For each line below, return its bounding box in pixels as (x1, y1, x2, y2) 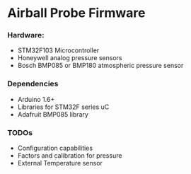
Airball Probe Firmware (7, 5, 146, 21)
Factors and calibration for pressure (17, 151, 122, 160)
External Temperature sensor (17, 159, 103, 168)
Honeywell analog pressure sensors (17, 54, 122, 62)
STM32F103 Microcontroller (17, 46, 100, 54)
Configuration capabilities (17, 144, 93, 153)
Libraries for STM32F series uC (17, 103, 110, 111)
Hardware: (7, 30, 45, 40)
